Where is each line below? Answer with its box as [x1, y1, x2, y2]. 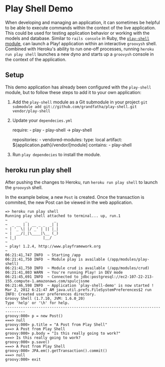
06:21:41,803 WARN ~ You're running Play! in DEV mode [5, 270, 123, 275]
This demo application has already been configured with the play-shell [5, 84, 152, 90]
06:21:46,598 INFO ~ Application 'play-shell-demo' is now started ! [5, 283, 154, 288]
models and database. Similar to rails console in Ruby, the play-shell [5, 35, 150, 41]
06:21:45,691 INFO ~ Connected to [5, 274, 79, 279]
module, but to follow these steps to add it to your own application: [5, 89, 142, 95]
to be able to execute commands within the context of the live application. [5, 24, 156, 30]
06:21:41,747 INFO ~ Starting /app [5, 252, 81, 258]
